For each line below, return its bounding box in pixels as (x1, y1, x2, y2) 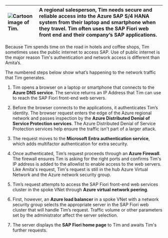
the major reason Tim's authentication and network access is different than (5, 54, 160, 60)
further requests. (12, 227, 47, 233)
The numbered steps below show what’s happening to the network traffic (5, 69, 156, 75)
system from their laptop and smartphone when (39, 19, 156, 25)
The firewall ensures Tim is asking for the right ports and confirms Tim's (12, 156, 161, 162)
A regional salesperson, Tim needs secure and (39, 6, 152, 13)
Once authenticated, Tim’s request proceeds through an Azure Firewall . (12, 151, 161, 156)
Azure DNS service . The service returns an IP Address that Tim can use (12, 90, 161, 95)
